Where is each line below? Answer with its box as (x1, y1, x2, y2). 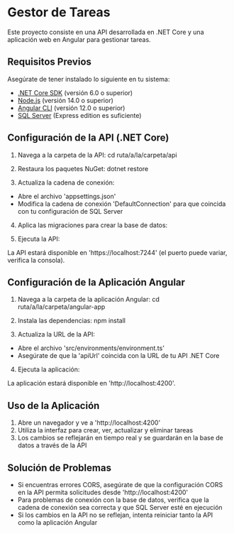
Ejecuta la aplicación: (17, 365, 80, 374)
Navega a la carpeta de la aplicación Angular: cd (17, 295, 160, 304)
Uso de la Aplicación (7, 399, 100, 412)
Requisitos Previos (7, 56, 92, 68)
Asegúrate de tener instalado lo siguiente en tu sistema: (7, 75, 170, 83)
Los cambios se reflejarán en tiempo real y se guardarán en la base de (17, 434, 223, 442)
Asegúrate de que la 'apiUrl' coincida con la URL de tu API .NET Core (17, 352, 220, 360)
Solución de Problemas (7, 462, 112, 474)
